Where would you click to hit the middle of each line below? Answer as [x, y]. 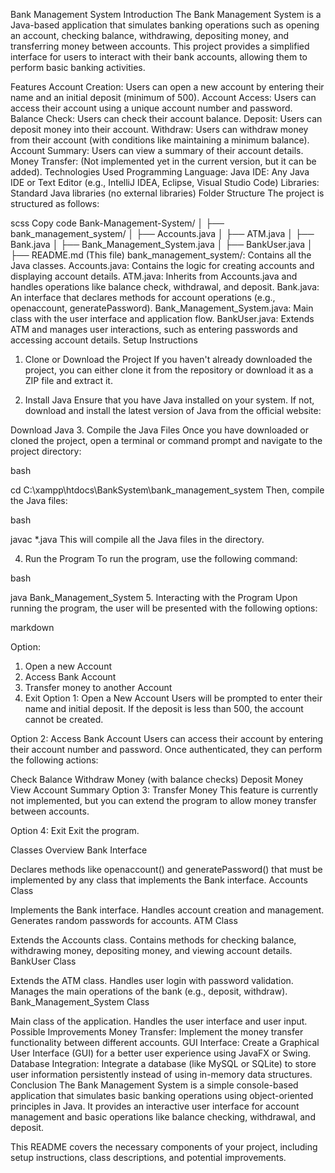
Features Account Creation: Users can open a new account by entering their [167, 87]
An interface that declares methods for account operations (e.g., [143, 297]
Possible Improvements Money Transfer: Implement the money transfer [157, 1032]
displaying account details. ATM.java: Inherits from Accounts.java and [154, 276]
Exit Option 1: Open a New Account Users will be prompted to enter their [173, 698]
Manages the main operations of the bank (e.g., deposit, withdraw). [149, 991]
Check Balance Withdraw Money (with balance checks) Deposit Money [157, 779]
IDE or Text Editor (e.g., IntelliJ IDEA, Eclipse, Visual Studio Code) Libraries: [165, 182]
